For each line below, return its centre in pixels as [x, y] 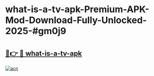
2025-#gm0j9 [36, 31]
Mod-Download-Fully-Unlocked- [76, 20]
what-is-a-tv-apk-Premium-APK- [77, 9]
